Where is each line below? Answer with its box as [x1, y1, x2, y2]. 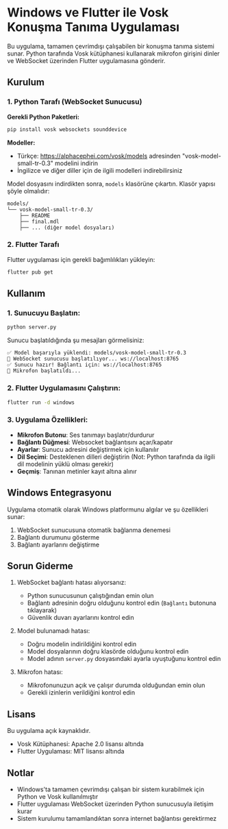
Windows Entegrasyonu [7, 487, 112, 498]
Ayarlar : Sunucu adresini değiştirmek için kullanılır [16, 445, 160, 453]
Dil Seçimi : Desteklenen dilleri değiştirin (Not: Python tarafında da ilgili [16, 453, 216, 461]
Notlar [7, 767, 35, 779]
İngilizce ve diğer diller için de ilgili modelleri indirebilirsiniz [16, 166, 183, 174]
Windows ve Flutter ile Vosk [7, 5, 169, 21]
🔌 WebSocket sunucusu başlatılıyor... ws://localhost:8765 [7, 355, 179, 363]
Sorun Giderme [7, 560, 73, 572]
